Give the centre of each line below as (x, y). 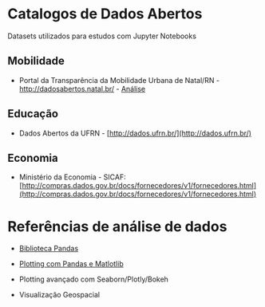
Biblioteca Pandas (49, 249)
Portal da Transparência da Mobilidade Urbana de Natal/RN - (119, 80)
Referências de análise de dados (117, 226)
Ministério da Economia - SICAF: (72, 177)
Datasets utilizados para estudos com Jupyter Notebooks (102, 36)
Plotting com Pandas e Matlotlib (71, 264)
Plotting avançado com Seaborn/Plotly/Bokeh (94, 279)
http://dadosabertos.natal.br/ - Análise (82, 89)
